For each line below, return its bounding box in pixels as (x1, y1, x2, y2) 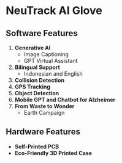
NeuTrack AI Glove (6, 4, 102, 18)
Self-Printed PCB (14, 143, 59, 150)
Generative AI (14, 44, 51, 51)
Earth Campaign (23, 109, 65, 116)
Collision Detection (14, 77, 65, 84)
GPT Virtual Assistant (23, 57, 78, 64)
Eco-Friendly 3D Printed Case (14, 149, 93, 156)
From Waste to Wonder (14, 103, 75, 110)
